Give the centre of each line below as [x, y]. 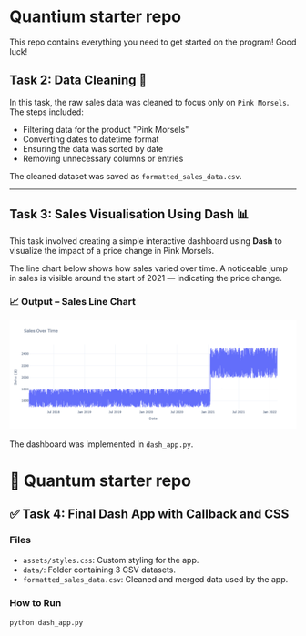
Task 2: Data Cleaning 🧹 [78, 81]
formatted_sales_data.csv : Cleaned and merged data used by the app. [155, 579]
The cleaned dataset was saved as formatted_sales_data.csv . [126, 176]
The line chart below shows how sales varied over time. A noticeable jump [149, 268]
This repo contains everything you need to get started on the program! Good [153, 42]
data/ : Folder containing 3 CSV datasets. [99, 570]
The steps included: [46, 112]
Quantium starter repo [96, 17]
